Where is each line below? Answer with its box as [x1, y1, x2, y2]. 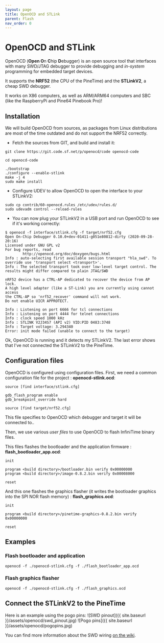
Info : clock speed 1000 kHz [5, 316, 65, 321]
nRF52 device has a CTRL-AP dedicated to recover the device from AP [5, 277, 150, 282]
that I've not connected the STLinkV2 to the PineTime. [5, 342, 114, 348]
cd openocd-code [5, 158, 38, 163]
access [5, 290, 19, 295]
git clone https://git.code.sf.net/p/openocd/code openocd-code [5, 149, 139, 154]
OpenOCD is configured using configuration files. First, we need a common [5, 369, 157, 375]
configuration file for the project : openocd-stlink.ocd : [5, 375, 116, 381]
